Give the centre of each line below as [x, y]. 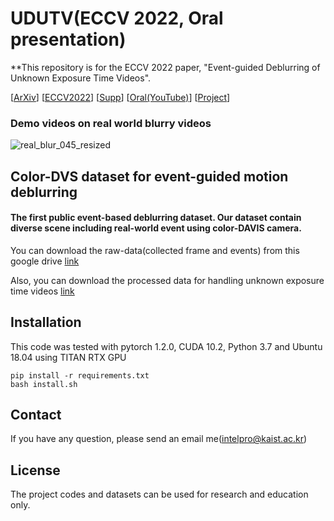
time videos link [42, 291]
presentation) [68, 39]
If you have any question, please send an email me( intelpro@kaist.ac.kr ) [159, 439]
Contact [36, 415]
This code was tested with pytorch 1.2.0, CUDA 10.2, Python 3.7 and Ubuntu [166, 346]
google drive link [45, 261]
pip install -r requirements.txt [80, 375]
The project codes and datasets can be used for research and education [159, 494]
